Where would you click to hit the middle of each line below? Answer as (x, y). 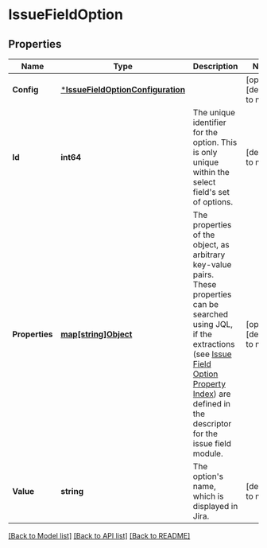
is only (205, 152)
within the (211, 172)
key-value (212, 264)
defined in (211, 404)
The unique (214, 113)
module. (208, 453)
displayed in (215, 506)
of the (204, 235)
